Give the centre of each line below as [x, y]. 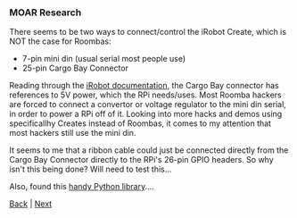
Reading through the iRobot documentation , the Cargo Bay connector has [144, 86]
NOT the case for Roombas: [60, 41]
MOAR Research [45, 13]
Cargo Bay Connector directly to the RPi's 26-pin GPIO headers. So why [141, 160]
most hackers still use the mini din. [73, 133]
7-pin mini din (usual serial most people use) [104, 59]
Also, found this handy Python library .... [82, 187]
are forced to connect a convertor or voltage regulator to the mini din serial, [148, 105]
